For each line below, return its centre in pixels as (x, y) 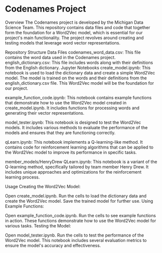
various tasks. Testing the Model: (38, 225)
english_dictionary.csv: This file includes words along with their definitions (79, 62)
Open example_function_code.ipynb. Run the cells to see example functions (81, 215)
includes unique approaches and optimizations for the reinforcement (73, 172)
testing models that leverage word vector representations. (63, 43)
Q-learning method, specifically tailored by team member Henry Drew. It (77, 167)
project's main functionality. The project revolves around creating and (74, 38)
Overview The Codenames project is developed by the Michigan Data (74, 22)
